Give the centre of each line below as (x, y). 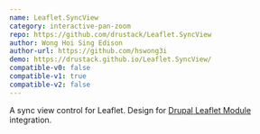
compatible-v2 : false (50, 85)
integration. (31, 120)
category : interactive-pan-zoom (70, 26)
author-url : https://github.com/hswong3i (88, 51)
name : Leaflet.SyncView (54, 18)
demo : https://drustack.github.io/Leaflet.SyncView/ (111, 59)
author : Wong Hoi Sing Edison (66, 43)
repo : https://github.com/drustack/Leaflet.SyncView (111, 34)
